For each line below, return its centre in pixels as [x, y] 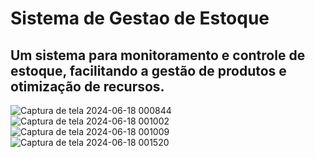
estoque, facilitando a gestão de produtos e [148, 70]
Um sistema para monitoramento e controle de [158, 55]
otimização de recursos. [87, 86]
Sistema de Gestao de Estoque [140, 18]
